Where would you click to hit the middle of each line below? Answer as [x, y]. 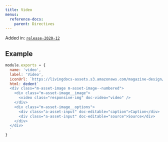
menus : [12, 14]
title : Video [19, 10]
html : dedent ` [24, 84]
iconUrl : [19, 79]
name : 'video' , [25, 70]
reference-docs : [26, 19]
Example [19, 54]
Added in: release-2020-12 [32, 38]
